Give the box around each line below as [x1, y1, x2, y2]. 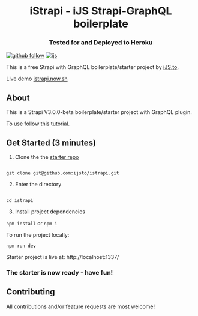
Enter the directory [14, 181, 62, 188]
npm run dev [6, 243, 36, 249]
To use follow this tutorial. [6, 120, 70, 127]
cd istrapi [6, 198, 34, 204]
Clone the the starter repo [14, 154, 79, 161]
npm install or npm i [6, 220, 58, 227]
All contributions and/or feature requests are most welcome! [6, 303, 155, 310]
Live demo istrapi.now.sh [6, 75, 68, 82]
